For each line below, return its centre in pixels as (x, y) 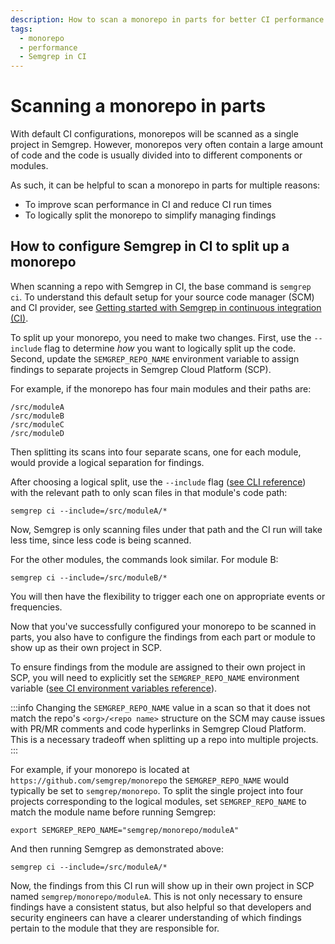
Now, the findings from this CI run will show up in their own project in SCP (162, 885)
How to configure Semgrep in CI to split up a (150, 246)
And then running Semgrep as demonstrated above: (117, 848)
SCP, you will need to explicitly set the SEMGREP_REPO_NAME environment (155, 677)
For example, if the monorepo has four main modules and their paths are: (161, 388)
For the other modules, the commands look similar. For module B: (144, 559)
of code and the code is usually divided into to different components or (156, 155)
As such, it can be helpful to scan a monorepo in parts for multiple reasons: (165, 185)
